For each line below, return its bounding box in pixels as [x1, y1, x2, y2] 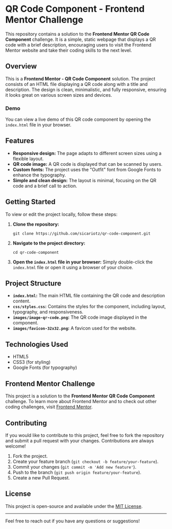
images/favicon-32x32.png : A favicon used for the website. [12, 325, 137, 332]
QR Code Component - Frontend [5, 3, 145, 15]
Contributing [5, 418, 47, 427]
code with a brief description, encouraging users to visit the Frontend [5, 41, 152, 48]
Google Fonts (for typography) [12, 364, 77, 371]
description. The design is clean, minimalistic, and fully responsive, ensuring [5, 86, 166, 93]
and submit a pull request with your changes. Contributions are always [5, 437, 154, 444]
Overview [5, 62, 37, 71]
